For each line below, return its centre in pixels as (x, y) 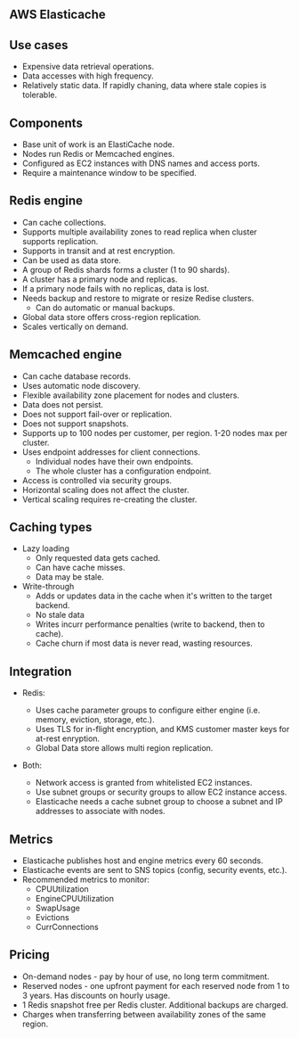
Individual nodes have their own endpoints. (114, 461)
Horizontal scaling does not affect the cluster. (105, 490)
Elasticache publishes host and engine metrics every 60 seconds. (143, 861)
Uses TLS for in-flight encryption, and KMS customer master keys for (162, 729)
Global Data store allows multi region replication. (124, 748)
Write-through (48, 587)
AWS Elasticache (58, 15)
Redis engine (46, 201)
